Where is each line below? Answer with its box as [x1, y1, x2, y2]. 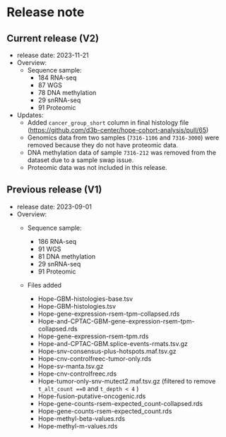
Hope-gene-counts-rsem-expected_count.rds [37, 407, 172, 415]
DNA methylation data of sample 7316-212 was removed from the [27, 149, 217, 156]
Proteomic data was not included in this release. [27, 164, 167, 171]
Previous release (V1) [6, 184, 102, 196]
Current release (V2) [6, 32, 100, 44]
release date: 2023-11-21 [16, 51, 89, 59]
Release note [6, 4, 85, 20]
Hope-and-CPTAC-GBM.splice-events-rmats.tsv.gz [37, 339, 189, 347]
